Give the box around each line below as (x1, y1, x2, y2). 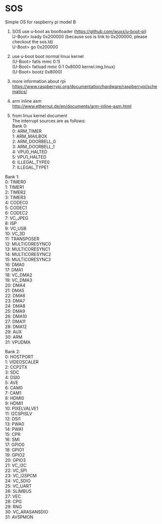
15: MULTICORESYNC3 (5, 256, 51, 262)
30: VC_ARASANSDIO (5, 509, 49, 515)
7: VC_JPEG (5, 215, 29, 221)
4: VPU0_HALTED (12, 149, 48, 155)
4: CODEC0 (5, 199, 28, 205)
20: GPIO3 (5, 457, 26, 463)
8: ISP (5, 220, 17, 226)
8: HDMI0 (5, 395, 24, 401)
